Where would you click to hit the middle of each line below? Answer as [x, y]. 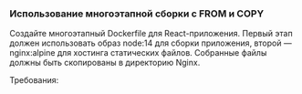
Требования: [34, 80]
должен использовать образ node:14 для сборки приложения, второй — [151, 43]
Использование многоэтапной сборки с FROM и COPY [137, 14]
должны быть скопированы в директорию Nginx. [105, 63]
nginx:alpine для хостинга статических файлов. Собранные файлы [138, 53]
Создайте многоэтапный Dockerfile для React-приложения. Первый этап [151, 34]
